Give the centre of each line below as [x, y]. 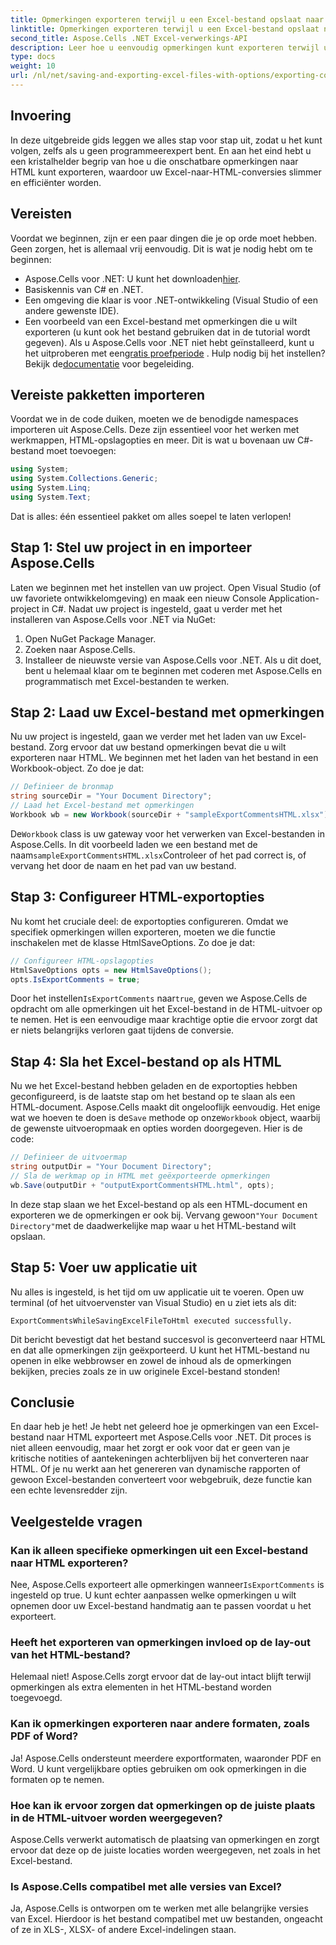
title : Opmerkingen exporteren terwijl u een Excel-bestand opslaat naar [167, 19]
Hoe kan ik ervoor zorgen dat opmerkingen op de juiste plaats [163, 1805]
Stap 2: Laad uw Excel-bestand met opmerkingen [167, 712]
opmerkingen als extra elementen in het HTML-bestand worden [141, 1687]
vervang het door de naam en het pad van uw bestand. [123, 865]
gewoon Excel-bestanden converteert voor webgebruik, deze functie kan [161, 1480]
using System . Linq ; [51, 488]
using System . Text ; [51, 497]
